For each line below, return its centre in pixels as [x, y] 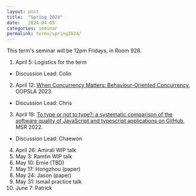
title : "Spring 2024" [35, 17]
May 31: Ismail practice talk [48, 182]
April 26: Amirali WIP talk [46, 150]
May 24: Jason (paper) [43, 175]
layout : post [23, 12]
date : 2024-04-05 [31, 23]
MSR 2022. [29, 127]
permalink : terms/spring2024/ [44, 34]
